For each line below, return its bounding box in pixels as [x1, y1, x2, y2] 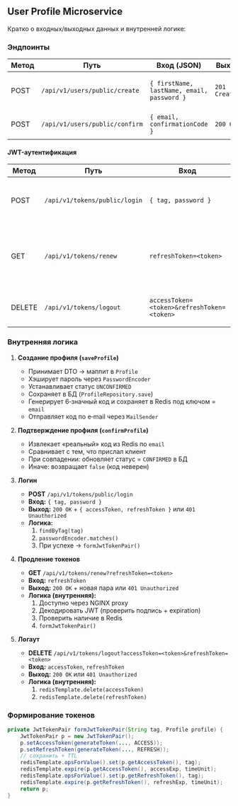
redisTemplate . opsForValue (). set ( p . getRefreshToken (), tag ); [20, 772, 204, 780]
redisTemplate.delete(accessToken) [38, 686, 144, 693]
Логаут [17, 635, 40, 643]
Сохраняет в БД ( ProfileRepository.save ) [28, 390, 154, 398]
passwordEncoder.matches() [38, 535, 119, 542]
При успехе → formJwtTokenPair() [38, 541, 140, 550]
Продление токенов [17, 555, 80, 563]
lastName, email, [149, 86, 208, 95]
